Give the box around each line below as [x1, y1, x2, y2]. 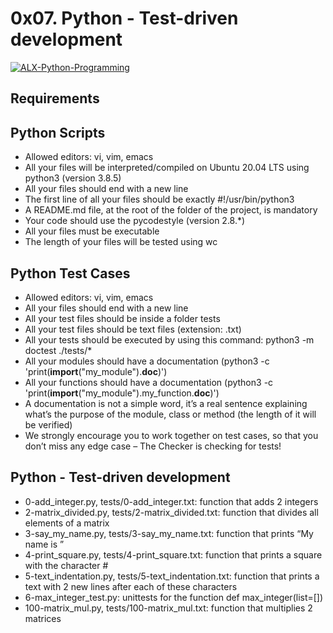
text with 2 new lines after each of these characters [24, 580, 238, 592]
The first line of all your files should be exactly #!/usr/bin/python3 [24, 193, 295, 206]
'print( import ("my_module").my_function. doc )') [24, 387, 220, 399]
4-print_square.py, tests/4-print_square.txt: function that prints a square [24, 548, 323, 561]
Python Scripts [10, 124, 106, 141]
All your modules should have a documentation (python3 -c [24, 355, 270, 367]
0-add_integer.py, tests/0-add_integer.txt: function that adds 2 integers [24, 495, 319, 507]
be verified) [24, 418, 73, 431]
